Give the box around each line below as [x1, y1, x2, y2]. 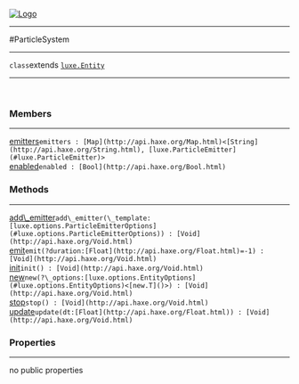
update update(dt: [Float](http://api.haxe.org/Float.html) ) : [9, 306, 243, 316]
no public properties [9, 364, 84, 375]
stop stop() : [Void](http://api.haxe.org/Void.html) [9, 297, 209, 307]
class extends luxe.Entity [9, 60, 105, 70]
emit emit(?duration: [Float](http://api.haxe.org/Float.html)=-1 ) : [9, 245, 264, 256]
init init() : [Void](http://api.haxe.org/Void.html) [9, 262, 204, 273]
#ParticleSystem [9, 34, 69, 45]
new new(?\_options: [9, 272, 85, 282]
